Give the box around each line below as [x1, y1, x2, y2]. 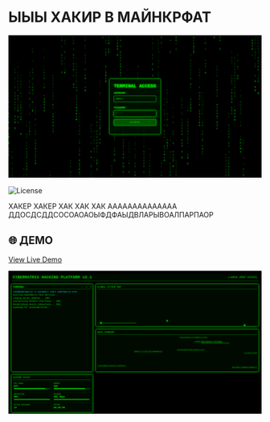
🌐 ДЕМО [8, 234, 54, 247]
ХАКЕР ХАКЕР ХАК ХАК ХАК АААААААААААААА [8, 201, 178, 211]
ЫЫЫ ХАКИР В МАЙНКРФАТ [8, 8, 211, 27]
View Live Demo [8, 254, 63, 265]
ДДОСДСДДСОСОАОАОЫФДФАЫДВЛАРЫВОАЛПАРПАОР [8, 210, 215, 220]
